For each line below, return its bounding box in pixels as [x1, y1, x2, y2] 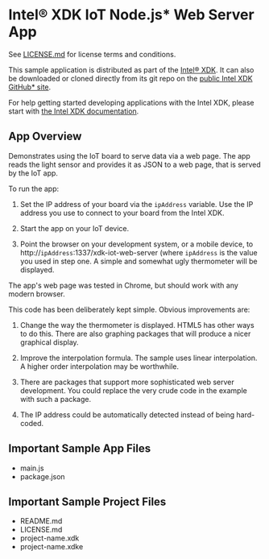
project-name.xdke [19, 542, 84, 552]
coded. [19, 418, 44, 428]
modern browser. [8, 288, 66, 299]
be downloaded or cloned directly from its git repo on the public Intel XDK [8, 73, 253, 83]
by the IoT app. [8, 168, 59, 178]
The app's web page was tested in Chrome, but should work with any [8, 280, 239, 290]
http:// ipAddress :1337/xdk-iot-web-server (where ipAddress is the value [19, 247, 258, 257]
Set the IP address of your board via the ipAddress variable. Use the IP [19, 199, 254, 209]
